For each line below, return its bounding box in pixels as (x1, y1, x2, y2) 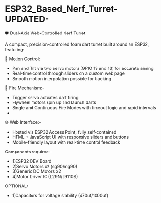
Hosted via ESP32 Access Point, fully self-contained (12, 129, 117, 135)
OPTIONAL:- (5, 183, 30, 189)
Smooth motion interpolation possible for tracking (12, 75, 112, 81)
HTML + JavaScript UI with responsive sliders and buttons (12, 134, 129, 140)
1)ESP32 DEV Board (12, 158, 52, 164)
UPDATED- (5, 14, 49, 25)
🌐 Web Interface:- (5, 119, 41, 125)
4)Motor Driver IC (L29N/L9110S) (12, 173, 78, 179)
